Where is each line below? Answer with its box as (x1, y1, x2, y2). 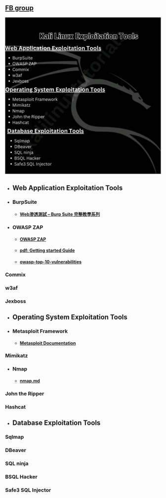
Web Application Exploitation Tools (12, 183, 123, 192)
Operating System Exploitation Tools (12, 313, 127, 321)
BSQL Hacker (5, 473, 38, 480)
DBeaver (5, 447, 26, 454)
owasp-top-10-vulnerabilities (19, 259, 82, 265)
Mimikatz (5, 352, 28, 359)
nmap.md (19, 378, 41, 384)
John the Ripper (5, 390, 44, 397)
